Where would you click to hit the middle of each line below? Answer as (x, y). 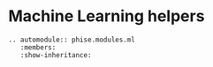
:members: (38, 47)
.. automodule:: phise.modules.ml (72, 40)
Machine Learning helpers (106, 16)
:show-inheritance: (56, 55)
